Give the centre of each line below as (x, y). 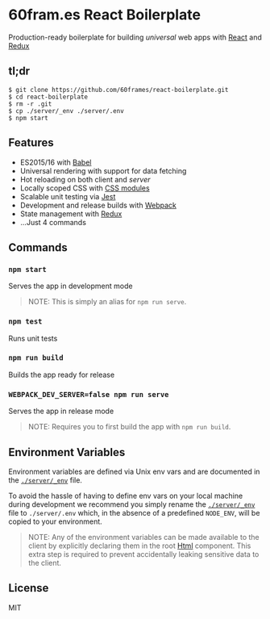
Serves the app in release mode (61, 411)
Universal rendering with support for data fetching (103, 170)
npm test (25, 322)
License (29, 588)
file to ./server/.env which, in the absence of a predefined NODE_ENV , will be (134, 512)
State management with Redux (71, 213)
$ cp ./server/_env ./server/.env (66, 111)
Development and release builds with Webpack (98, 205)
